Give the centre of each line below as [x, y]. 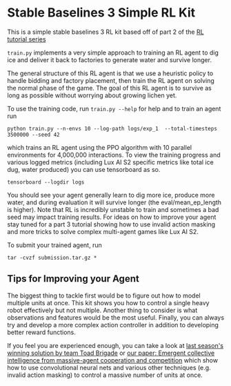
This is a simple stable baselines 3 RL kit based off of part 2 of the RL [106, 32]
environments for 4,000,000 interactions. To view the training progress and [114, 155]
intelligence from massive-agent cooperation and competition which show [113, 360]
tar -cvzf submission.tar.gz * [52, 258]
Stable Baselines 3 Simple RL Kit [101, 13]
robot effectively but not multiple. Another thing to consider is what [102, 310]
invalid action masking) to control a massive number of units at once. [105, 375]
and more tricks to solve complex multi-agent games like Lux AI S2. [103, 231]
